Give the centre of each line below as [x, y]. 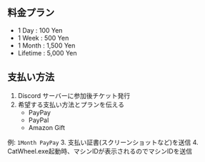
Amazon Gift [47, 127]
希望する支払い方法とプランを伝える [71, 104]
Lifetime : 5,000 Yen [47, 53]
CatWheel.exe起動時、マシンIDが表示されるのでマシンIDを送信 [100, 151]
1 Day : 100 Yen [40, 30]
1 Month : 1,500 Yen [46, 45]
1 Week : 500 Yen [43, 38]
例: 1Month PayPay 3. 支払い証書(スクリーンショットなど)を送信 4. [103, 142]
